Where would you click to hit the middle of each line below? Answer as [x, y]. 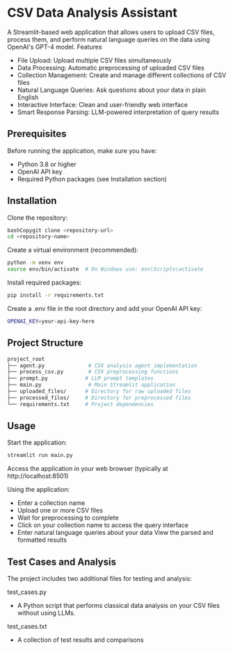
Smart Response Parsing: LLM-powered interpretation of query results [118, 112]
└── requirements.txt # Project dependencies [81, 404]
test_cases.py [27, 592]
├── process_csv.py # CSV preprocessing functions [93, 372]
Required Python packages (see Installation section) [92, 179]
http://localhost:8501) [38, 476]
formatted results [42, 540]
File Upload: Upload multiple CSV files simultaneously [94, 60]
